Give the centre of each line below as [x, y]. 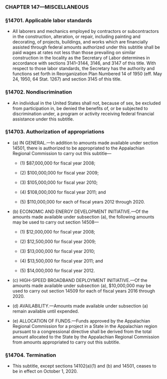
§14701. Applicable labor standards [49, 20]
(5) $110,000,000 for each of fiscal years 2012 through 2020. [83, 201]
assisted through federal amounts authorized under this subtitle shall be [86, 47]
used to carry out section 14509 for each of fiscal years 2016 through [84, 290]
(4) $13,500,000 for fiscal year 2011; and [61, 260]
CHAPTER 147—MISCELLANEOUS [47, 7]
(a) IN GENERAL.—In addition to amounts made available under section [85, 142]
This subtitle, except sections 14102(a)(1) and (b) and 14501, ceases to [84, 366]
